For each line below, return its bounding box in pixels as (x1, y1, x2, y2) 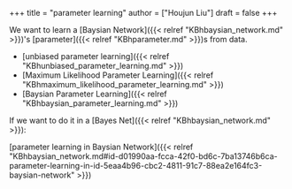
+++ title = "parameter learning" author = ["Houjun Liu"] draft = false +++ (9, 8, 278, 18)
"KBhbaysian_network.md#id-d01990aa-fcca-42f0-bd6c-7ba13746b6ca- (9, 151, 278, 162)
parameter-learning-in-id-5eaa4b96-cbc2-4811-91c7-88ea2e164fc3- (9, 161, 263, 170)
